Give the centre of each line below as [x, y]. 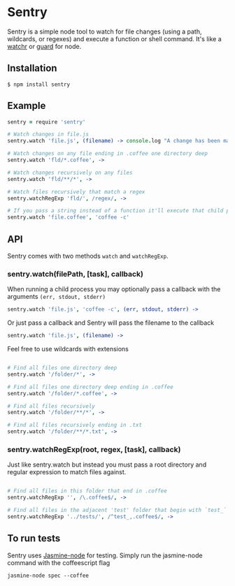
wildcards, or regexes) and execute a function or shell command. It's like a [114, 38]
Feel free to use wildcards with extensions [68, 349]
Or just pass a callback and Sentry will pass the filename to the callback [111, 323]
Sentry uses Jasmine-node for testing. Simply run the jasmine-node [105, 555]
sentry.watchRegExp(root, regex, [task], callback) [94, 449]
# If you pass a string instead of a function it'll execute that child [115, 211]
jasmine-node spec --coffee [48, 576]
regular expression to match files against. [67, 472]
